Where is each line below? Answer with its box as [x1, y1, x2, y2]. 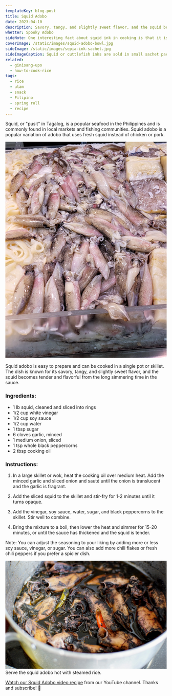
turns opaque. [12, 498, 42, 505]
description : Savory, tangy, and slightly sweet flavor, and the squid [5, 25, 161, 30]
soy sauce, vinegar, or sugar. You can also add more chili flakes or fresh [5, 545, 157, 551]
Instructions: [5, 460, 38, 468]
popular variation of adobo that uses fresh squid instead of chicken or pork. [5, 132, 165, 138]
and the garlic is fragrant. [12, 483, 67, 489]
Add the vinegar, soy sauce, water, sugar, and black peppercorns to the [12, 508, 164, 514]
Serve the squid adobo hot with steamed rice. [5, 669, 101, 675]
